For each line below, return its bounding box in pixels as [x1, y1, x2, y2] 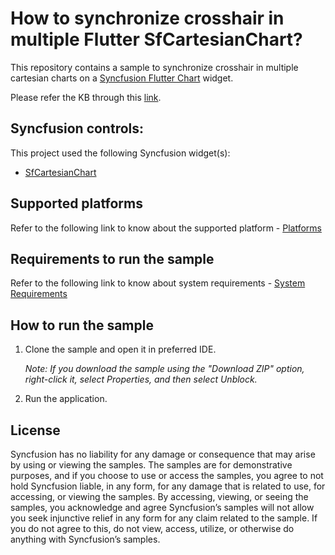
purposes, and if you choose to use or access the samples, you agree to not [10, 470, 324, 481]
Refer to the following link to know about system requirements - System [10, 277, 306, 289]
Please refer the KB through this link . [10, 91, 162, 103]
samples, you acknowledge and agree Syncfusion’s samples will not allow [10, 502, 315, 513]
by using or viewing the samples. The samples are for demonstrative [10, 459, 293, 471]
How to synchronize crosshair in [10, 7, 285, 30]
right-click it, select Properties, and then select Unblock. [24, 373, 258, 386]
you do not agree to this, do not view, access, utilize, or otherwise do [10, 523, 295, 534]
